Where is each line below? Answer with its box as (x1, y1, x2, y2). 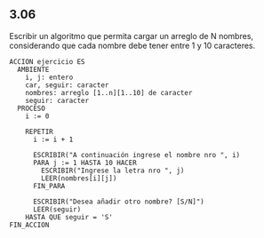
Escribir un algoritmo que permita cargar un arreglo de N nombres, (9, 30, 254, 41)
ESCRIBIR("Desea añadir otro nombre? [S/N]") (32, 197, 204, 206)
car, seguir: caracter (25, 80, 109, 90)
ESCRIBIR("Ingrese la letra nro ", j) (41, 166, 185, 175)
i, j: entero (25, 73, 74, 82)
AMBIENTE (17, 65, 50, 74)
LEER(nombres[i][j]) (41, 173, 117, 183)
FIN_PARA (32, 181, 66, 190)
